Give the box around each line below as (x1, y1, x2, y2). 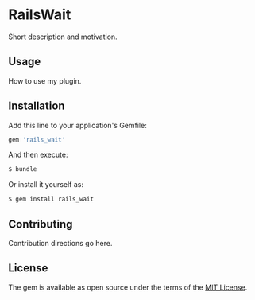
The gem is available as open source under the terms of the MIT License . (8, 282, 248, 292)
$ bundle (8, 166, 37, 173)
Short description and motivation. (8, 32, 118, 41)
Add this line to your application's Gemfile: (8, 120, 147, 130)
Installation (8, 99, 65, 113)
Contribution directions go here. (8, 239, 113, 247)
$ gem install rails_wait (8, 195, 94, 204)
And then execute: (8, 150, 68, 160)
